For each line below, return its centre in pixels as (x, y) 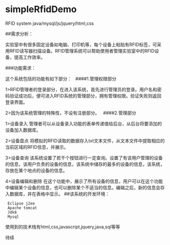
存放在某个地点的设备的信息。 (36, 170)
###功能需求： (21, 68)
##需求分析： (19, 33)
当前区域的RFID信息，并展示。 (37, 147)
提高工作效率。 (30, 57)
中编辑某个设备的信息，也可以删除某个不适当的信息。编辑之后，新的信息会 (83, 187)
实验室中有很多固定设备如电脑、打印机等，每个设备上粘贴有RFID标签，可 (81, 45)
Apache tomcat (22, 208)
